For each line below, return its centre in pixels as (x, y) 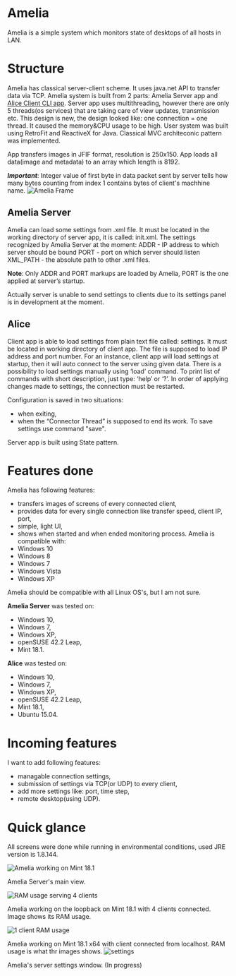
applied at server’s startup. (46, 281)
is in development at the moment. (56, 302)
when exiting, (37, 414)
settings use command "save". (62, 428)
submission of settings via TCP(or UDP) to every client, (97, 784)
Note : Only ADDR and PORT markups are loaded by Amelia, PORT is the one (118, 273)
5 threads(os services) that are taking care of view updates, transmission (113, 110)
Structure (36, 69)
